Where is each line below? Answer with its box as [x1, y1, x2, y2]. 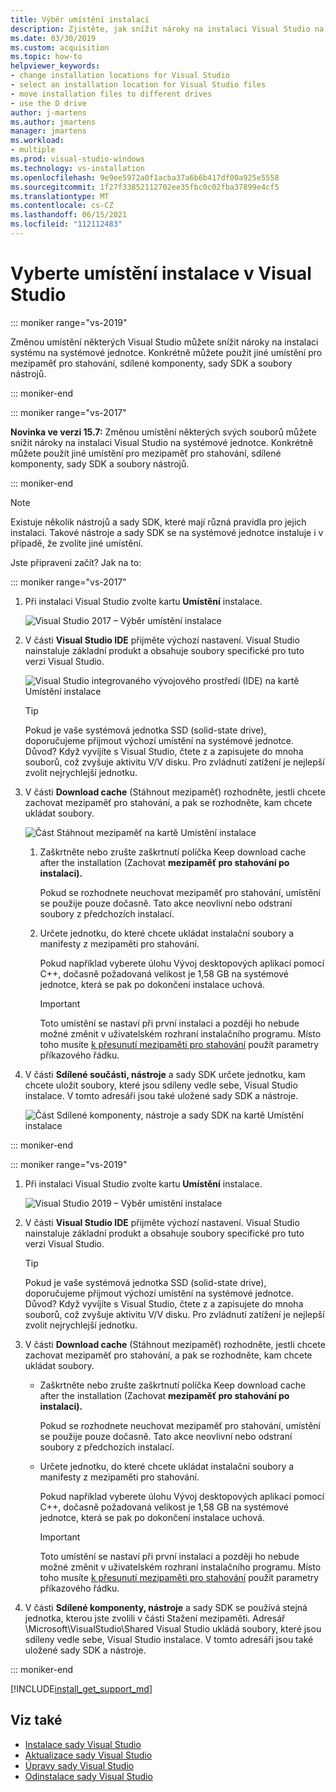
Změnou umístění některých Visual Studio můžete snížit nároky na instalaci [10, 336, 319, 348]
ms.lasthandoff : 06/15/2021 [10, 210, 128, 220]
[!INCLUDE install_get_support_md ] [10, 1682, 153, 1695]
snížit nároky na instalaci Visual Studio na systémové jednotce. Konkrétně [10, 436, 314, 448]
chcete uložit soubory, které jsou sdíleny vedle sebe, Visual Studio [24, 1079, 298, 1091]
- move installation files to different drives [10, 89, 213, 99]
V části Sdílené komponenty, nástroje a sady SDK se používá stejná [24, 1601, 308, 1613]
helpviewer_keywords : [10, 61, 101, 71]
